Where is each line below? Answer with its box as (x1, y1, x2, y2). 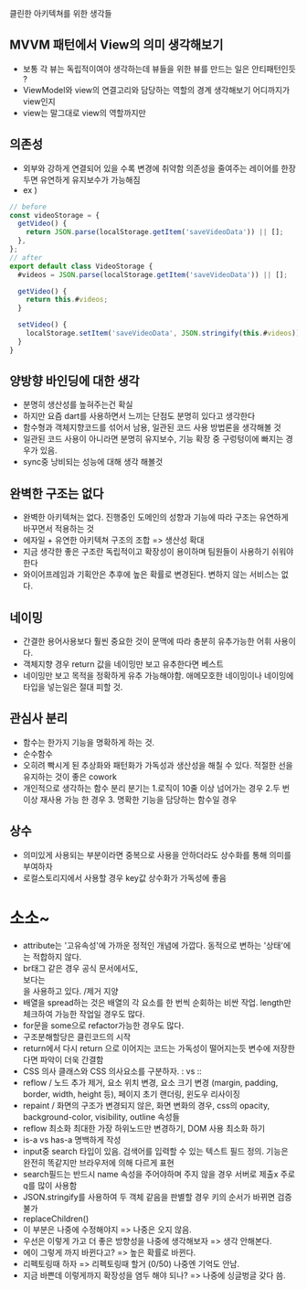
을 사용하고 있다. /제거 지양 (22, 985, 119, 996)
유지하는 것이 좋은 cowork (22, 771, 117, 782)
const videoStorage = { (9, 210, 101, 220)
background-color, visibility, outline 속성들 (22, 1111, 180, 1123)
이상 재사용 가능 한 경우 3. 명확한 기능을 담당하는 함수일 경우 (22, 794, 238, 805)
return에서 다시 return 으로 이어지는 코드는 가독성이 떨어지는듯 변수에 (22, 1042, 271, 1054)
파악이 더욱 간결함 (39, 1054, 104, 1065)
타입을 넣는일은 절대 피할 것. (22, 682, 123, 693)
